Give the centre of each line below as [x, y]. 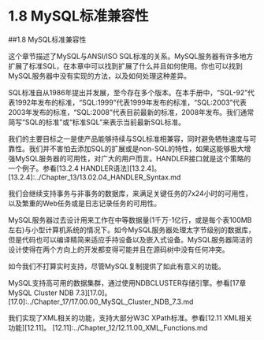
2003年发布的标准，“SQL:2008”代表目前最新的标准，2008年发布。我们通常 [131, 112]
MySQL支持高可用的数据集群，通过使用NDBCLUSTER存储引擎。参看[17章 [127, 283]
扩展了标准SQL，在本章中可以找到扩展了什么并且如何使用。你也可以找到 [125, 66]
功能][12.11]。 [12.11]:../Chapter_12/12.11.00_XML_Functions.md [108, 327]
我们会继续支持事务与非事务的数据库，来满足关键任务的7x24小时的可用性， [130, 193]
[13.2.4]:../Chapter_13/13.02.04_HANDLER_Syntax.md [95, 177]
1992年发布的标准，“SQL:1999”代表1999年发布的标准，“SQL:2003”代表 [130, 102]
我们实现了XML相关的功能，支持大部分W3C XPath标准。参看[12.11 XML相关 [130, 318]
